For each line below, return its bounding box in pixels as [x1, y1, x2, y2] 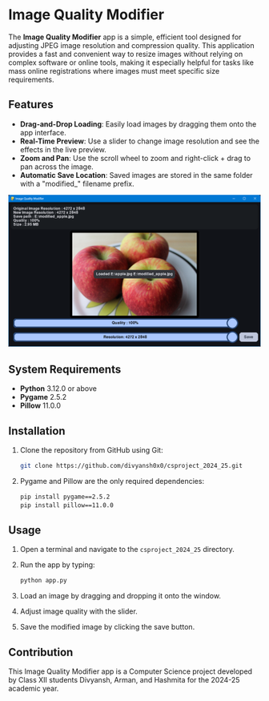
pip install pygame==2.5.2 [19, 493, 110, 501]
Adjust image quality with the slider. [19, 606, 138, 616]
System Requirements [8, 362, 122, 376]
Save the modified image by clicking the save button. [19, 622, 195, 632]
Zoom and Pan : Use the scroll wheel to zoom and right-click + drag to [19, 153, 251, 163]
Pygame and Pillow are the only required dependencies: [19, 476, 205, 485]
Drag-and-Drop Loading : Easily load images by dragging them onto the [19, 119, 257, 129]
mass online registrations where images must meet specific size [8, 66, 220, 75]
